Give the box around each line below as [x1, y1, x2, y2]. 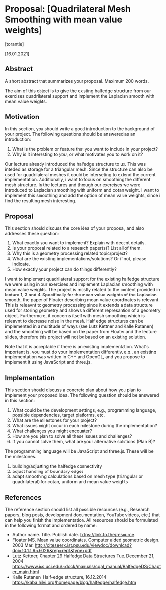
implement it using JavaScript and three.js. [5, 359, 92, 365]
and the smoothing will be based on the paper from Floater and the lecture [5, 329, 157, 335]
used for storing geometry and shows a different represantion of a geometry [5, 307, 161, 313]
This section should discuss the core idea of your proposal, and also [5, 225, 144, 231]
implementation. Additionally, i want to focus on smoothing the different [5, 177, 151, 182]
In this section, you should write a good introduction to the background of [5, 125, 155, 132]
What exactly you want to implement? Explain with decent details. [12, 240, 146, 246]
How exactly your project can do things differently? [12, 266, 117, 272]
